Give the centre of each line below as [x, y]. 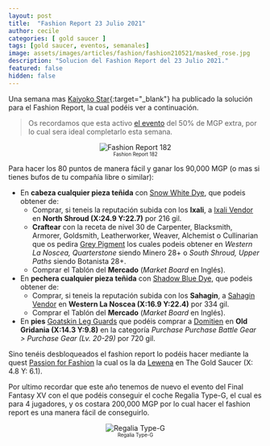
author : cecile [34, 31]
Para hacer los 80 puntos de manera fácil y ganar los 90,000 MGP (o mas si [134, 168]
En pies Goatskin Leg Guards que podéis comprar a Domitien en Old [134, 321]
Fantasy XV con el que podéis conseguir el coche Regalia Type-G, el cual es [135, 395]
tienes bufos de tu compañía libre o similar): [81, 177]
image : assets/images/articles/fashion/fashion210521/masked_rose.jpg [129, 53]
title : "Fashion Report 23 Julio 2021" [77, 23]
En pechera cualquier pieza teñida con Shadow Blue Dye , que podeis [136, 278]
